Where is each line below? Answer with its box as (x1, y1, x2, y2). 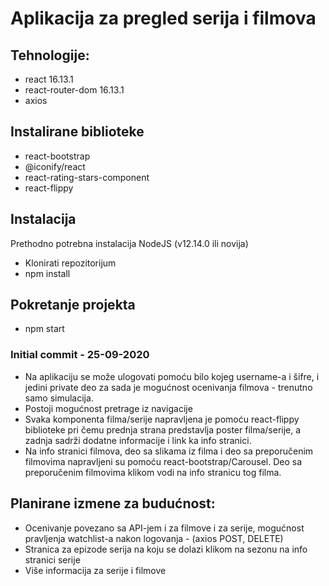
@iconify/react (24, 160, 86, 172)
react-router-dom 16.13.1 (24, 84, 125, 96)
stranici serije (24, 553, 81, 566)
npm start (24, 323, 65, 335)
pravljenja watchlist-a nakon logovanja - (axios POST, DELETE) (24, 532, 284, 544)
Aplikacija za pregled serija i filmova (10, 7, 317, 30)
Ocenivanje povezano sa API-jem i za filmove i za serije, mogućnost (24, 522, 305, 534)
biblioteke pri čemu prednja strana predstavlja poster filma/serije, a (24, 423, 302, 436)
